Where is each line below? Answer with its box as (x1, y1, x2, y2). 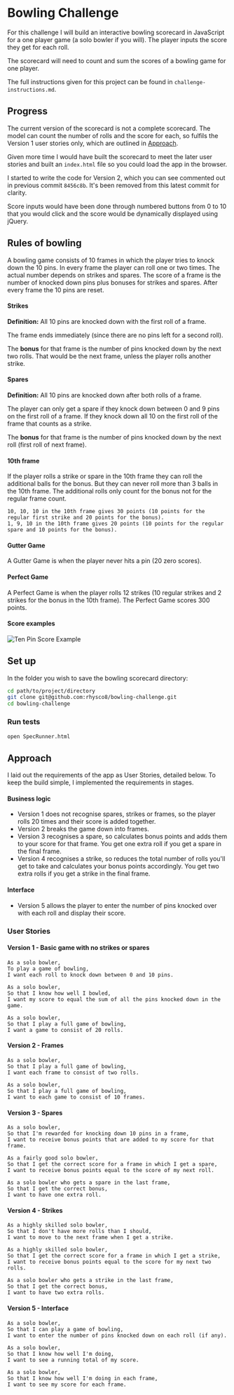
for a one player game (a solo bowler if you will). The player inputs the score (7, 35, 228, 43)
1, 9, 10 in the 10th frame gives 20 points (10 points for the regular (7, 520, 224, 527)
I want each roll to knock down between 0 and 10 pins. (7, 971, 174, 979)
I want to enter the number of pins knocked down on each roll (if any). (7, 1332, 228, 1339)
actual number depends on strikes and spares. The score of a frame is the (7, 271, 221, 279)
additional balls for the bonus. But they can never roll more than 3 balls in (7, 479, 219, 488)
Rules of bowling (7, 237, 82, 250)
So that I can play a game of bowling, (7, 1326, 124, 1333)
